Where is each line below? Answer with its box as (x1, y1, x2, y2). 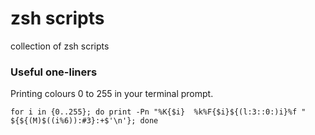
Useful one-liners (10, 65, 98, 79)
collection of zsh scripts (10, 40, 110, 52)
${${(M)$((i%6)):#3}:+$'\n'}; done (10, 116, 159, 126)
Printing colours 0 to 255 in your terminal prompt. (10, 88, 214, 100)
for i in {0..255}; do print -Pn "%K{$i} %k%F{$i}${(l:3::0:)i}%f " (10, 107, 307, 117)
